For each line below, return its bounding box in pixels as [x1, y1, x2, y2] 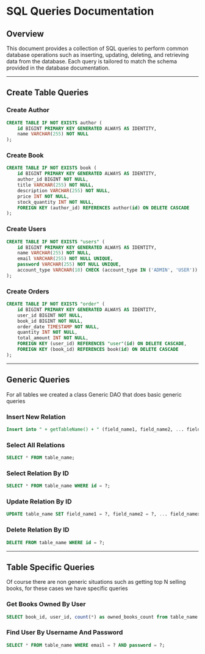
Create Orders [6, 287, 49, 295]
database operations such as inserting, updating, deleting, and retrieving [6, 51, 189, 59]
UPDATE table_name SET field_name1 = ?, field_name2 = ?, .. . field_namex [6, 511, 201, 517]
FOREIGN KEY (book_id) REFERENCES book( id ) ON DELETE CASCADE [17, 347, 179, 353]
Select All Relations [6, 440, 65, 449]
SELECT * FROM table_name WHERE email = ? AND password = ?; [6, 642, 165, 648]
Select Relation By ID [6, 469, 69, 477]
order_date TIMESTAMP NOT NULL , [17, 323, 99, 330]
